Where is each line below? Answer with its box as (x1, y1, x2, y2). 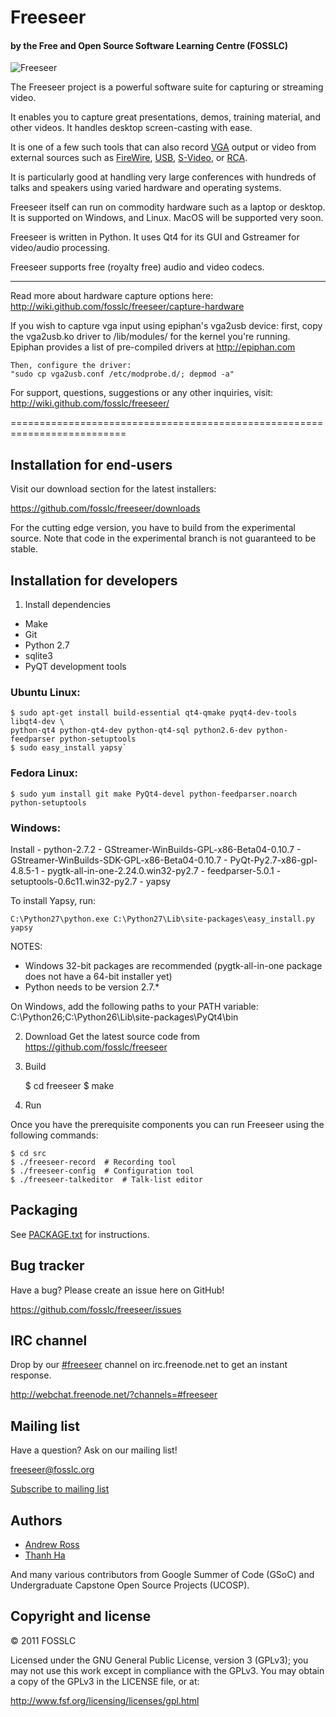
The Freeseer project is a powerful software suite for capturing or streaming (10, 81, 324, 93)
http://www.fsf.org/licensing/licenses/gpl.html (10, 1694, 200, 1706)
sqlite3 (24, 650, 53, 662)
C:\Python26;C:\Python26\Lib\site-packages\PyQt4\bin (10, 1011, 239, 1023)
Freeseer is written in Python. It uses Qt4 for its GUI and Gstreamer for (10, 231, 300, 243)
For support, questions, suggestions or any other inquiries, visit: (10, 387, 274, 399)
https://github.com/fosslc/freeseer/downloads (10, 502, 201, 515)
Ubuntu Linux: (10, 685, 81, 699)
